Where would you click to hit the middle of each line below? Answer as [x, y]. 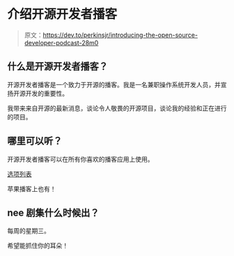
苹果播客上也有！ [32, 188]
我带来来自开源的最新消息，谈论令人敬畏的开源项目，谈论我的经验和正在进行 [117, 108]
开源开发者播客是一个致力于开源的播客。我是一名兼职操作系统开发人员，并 [114, 84]
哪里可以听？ [35, 141]
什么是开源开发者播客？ [57, 67]
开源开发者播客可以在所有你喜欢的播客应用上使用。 [80, 159]
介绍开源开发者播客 [62, 14]
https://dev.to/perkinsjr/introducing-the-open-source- [120, 35]
